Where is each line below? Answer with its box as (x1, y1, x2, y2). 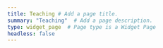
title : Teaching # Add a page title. (7, 10, 119, 18)
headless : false (7, 30, 55, 37)
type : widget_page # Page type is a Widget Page (7, 23, 157, 30)
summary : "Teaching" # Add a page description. (7, 17, 153, 24)
